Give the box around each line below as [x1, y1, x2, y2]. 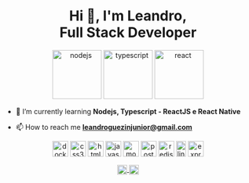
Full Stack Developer [59, 23, 197, 41]
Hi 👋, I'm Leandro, [69, 7, 187, 25]
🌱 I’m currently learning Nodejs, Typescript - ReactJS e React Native [15, 106, 241, 116]
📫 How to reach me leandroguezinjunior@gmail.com [15, 122, 192, 131]
